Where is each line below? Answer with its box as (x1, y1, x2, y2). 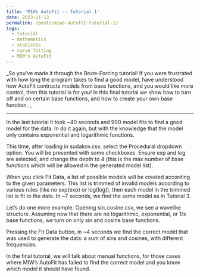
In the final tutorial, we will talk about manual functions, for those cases (6, 252, 181, 260)
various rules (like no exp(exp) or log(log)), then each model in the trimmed (6, 186, 190, 193)
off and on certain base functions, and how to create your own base (6, 95, 173, 102)
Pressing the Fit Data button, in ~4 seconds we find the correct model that (6, 228, 189, 235)
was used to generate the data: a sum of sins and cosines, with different (6, 234, 183, 242)
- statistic (11, 42, 42, 48)
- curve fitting (11, 48, 52, 54)
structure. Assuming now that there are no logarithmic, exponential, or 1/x (6, 210, 186, 217)
